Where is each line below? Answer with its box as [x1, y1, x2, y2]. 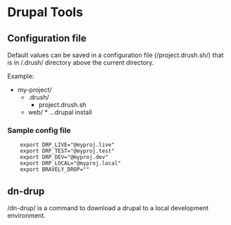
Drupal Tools [7, 4, 83, 20]
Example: [7, 72, 35, 80]
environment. [7, 212, 46, 220]
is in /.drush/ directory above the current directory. [7, 58, 154, 67]
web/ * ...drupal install [27, 108, 92, 116]
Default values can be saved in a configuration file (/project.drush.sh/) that [7, 51, 224, 59]
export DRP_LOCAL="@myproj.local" [20, 160, 121, 167]
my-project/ [17, 86, 52, 94]
